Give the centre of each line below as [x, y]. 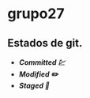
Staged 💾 [34, 85]
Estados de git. [45, 43]
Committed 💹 [42, 62]
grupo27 [36, 14]
